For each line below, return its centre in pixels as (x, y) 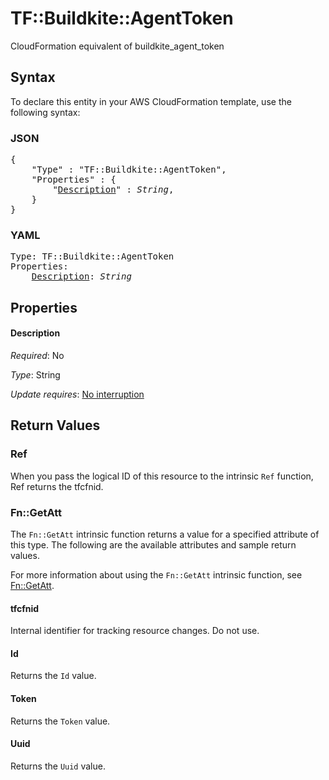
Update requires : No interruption (77, 394)
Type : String (35, 374)
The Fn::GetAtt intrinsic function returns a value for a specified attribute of (165, 534)
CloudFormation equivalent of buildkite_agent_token (117, 46)
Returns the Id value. (53, 676)
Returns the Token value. (60, 721)
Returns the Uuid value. (58, 766)
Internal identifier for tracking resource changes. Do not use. (135, 631)
